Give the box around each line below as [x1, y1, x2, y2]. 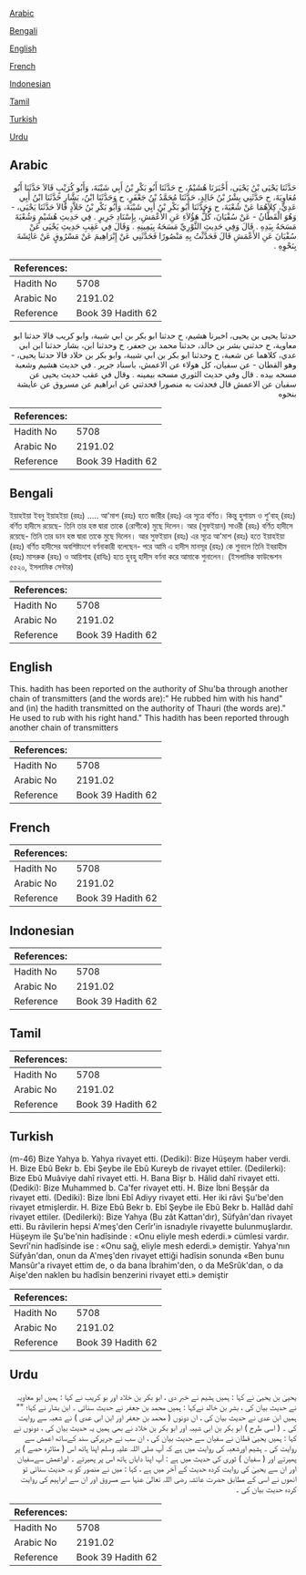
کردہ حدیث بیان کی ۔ [235, 1483, 297, 1494]
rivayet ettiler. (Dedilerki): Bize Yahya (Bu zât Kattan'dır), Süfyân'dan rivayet [9, 1211, 293, 1222]
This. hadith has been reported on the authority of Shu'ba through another [9, 684, 289, 695]
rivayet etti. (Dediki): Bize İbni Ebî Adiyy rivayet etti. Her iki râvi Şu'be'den [9, 1191, 284, 1202]
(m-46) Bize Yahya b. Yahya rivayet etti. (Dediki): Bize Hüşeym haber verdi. [9, 1153, 291, 1164]
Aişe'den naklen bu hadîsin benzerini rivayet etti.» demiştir [9, 1269, 229, 1280]
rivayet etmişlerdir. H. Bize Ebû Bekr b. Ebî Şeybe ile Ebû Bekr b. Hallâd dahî [9, 1201, 293, 1212]
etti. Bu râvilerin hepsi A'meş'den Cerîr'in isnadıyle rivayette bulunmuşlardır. [9, 1220, 293, 1231]
